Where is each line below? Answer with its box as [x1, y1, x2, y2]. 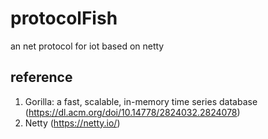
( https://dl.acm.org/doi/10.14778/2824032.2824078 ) [24, 106, 241, 118]
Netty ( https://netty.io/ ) [24, 117, 121, 129]
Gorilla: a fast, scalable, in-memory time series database [24, 95, 258, 107]
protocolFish [10, 7, 118, 30]
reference [10, 69, 73, 86]
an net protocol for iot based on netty [10, 40, 165, 52]
